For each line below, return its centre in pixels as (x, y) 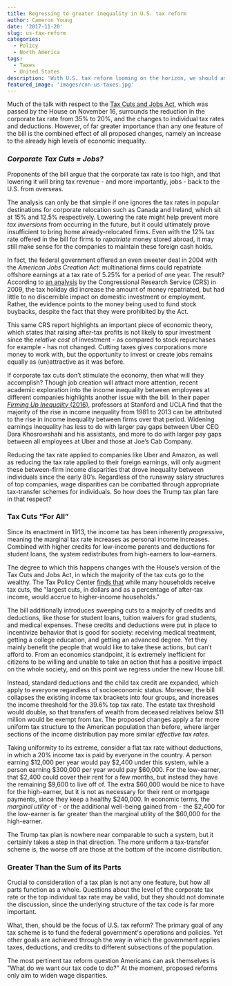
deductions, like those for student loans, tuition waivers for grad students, (112, 617)
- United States (37, 71)
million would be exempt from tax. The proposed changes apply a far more (113, 719)
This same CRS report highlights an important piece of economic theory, (110, 325)
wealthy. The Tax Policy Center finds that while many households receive (111, 582)
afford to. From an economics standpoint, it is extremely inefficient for (106, 654)
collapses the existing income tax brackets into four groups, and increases (113, 697)
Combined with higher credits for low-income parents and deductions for (111, 546)
